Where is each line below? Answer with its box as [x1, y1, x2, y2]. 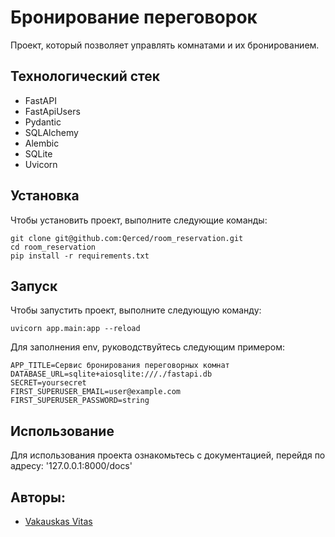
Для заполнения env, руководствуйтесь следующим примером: [10, 341, 285, 353]
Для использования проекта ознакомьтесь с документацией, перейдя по [10, 449, 326, 461]
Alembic [24, 137, 60, 149]
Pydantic [24, 116, 62, 128]
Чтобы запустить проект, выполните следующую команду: [10, 304, 262, 316]
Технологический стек [10, 68, 161, 85]
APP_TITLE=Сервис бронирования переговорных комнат [10, 361, 230, 371]
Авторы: [10, 489, 67, 506]
